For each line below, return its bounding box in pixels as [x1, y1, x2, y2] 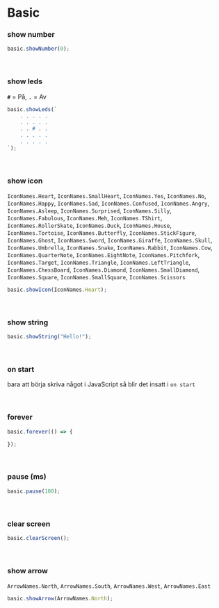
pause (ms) [7, 472, 47, 482]
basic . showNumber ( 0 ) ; [7, 45, 70, 53]
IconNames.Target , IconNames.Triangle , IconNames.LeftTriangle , [7, 258, 190, 267]
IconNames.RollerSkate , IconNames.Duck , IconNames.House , [7, 221, 172, 230]
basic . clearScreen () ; [7, 534, 70, 541]
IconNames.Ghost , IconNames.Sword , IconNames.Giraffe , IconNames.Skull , [7, 236, 213, 245]
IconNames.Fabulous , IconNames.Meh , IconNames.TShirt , [7, 214, 163, 222]
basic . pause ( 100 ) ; [7, 488, 60, 495]
